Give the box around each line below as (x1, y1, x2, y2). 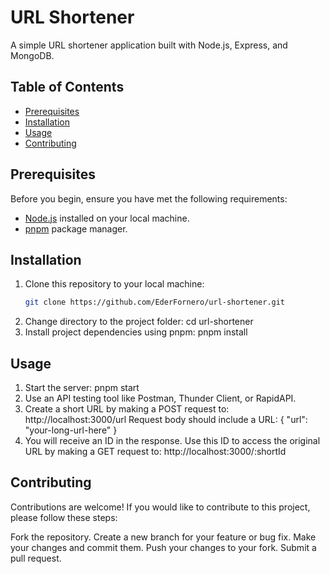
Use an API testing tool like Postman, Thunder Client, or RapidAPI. (24, 392, 297, 405)
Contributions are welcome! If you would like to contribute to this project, (10, 501, 311, 513)
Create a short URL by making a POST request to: (24, 403, 230, 415)
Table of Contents (10, 79, 125, 96)
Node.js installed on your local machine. (24, 212, 190, 224)
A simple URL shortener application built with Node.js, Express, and (10, 39, 288, 51)
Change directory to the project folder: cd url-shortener (24, 316, 254, 328)
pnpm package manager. (24, 222, 128, 235)
